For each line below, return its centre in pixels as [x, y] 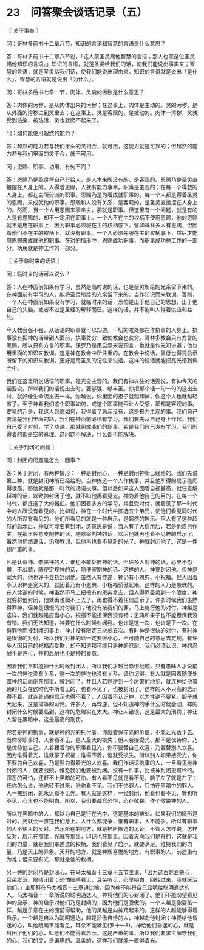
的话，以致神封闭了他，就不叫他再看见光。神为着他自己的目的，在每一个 [107, 496]
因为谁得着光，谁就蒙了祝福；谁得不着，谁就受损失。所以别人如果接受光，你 [102, 755]
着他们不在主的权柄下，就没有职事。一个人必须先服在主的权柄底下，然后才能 [102, 232]
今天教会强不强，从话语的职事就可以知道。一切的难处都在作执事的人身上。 [99, 330]
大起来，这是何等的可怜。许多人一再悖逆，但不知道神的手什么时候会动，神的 [102, 704]
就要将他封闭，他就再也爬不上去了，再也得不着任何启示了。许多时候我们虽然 [102, 600]
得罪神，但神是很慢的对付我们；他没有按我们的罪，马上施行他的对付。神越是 [102, 607]
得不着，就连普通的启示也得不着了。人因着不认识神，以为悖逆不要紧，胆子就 [102, 696]
